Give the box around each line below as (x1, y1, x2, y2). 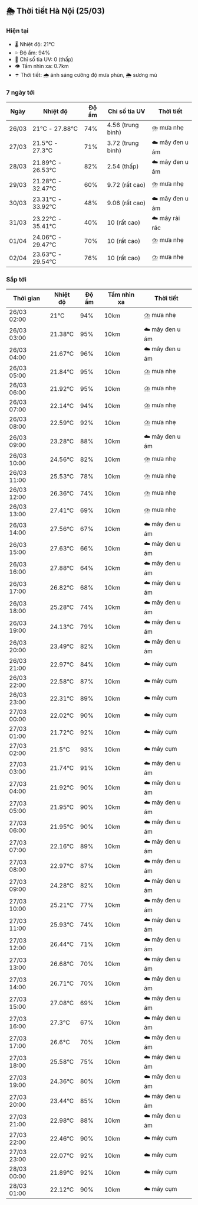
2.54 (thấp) (107, 163, 139, 171)
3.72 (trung (107, 139, 139, 147)
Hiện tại (6, 27, 29, 35)
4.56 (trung (107, 121, 139, 129)
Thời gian (12, 294, 40, 303)
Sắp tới (6, 275, 27, 283)
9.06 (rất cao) (107, 199, 146, 207)
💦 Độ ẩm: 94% (14, 49, 51, 56)
